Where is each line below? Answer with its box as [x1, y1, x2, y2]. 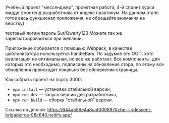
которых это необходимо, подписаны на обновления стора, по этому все [5, 61, 164, 67]
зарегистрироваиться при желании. [5, 35, 83, 41]
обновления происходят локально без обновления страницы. [5, 67, 139, 73]
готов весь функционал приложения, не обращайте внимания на [5, 15, 145, 21]
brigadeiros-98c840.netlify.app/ [5, 112, 72, 118]
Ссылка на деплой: [5, 107, 46, 112]
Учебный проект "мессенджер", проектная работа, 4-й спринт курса [5, 5, 155, 10]
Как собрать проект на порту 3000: [5, 77, 82, 82]
